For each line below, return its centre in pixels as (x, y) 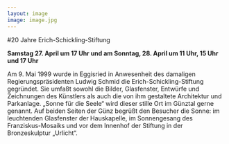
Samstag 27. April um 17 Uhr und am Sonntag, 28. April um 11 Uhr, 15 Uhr (113, 53)
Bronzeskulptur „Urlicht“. (42, 133)
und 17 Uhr (23, 60)
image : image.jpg (32, 20)
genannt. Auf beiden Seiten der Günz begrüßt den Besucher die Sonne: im (113, 111)
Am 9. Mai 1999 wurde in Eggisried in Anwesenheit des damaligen (102, 74)
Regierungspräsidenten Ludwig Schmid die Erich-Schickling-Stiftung (105, 81)
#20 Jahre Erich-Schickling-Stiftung (59, 39)
